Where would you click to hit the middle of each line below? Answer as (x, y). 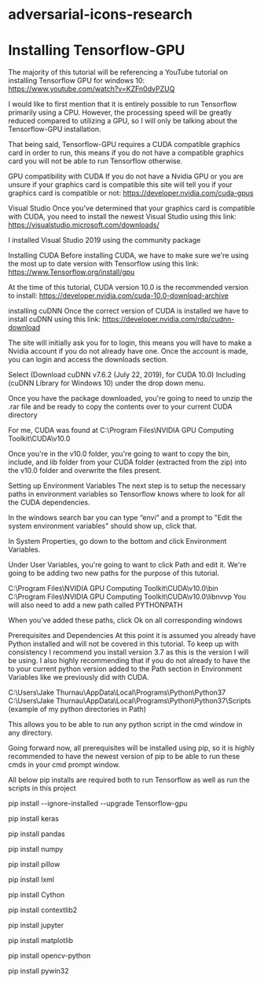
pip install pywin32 (38, 971)
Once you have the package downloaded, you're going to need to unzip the (130, 398)
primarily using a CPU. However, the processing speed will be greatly (120, 112)
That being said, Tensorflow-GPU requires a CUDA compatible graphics (125, 145)
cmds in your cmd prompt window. (64, 765)
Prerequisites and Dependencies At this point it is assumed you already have (132, 636)
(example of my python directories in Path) (77, 710)
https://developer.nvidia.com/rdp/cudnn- (168, 319)
